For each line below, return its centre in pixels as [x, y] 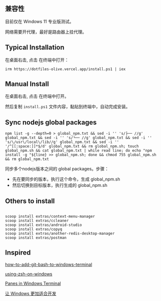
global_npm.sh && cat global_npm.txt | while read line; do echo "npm [79, 151]
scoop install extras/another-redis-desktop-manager [60, 234]
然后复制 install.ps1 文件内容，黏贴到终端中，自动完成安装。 [68, 107]
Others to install [30, 201]
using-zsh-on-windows [29, 274]
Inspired [18, 253]
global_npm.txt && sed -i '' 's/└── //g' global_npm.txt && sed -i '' [79, 138]
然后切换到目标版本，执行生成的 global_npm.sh [60, 185]
